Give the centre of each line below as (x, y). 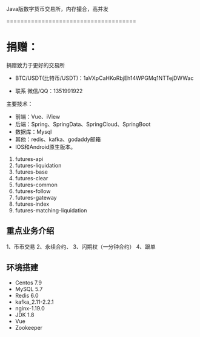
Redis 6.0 (27, 295)
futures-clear (32, 178)
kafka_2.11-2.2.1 (34, 302)
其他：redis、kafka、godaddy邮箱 (58, 139)
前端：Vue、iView (38, 116)
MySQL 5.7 (29, 289)
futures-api (29, 159)
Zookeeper (29, 327)
